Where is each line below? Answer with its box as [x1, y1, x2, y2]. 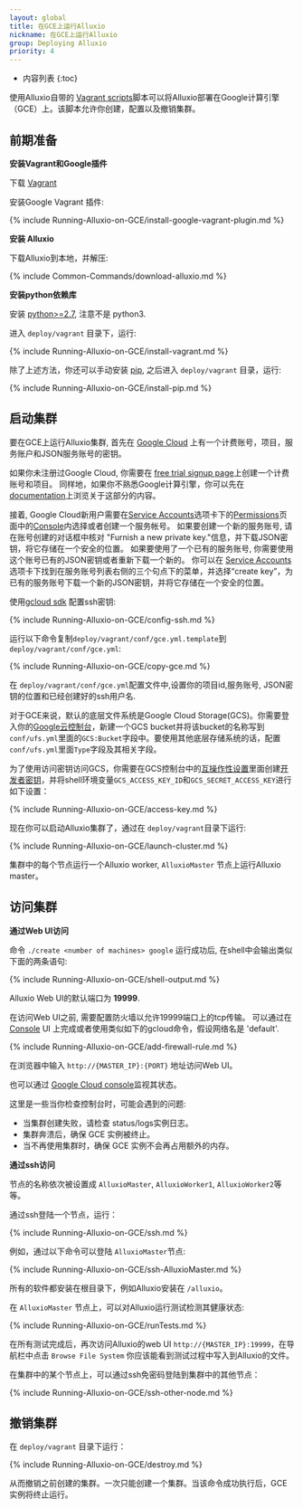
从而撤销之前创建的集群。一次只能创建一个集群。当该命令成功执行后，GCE [9, 1478, 288, 1489]
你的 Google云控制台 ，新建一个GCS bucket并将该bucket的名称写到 [16, 721, 265, 732]
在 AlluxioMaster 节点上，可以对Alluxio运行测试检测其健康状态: [9, 1302, 245, 1313]
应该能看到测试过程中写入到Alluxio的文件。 [134, 1350, 294, 1361]
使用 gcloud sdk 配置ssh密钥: [9, 596, 116, 607]
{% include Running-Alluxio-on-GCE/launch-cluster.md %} [9, 840, 229, 851]
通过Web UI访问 [9, 925, 70, 936]
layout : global [9, 13, 67, 23]
